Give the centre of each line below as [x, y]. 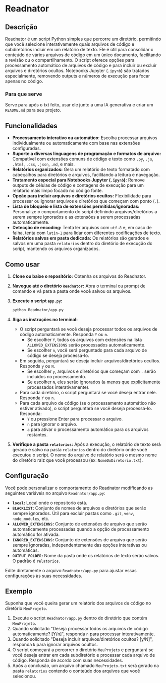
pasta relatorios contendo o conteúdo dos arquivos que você [76, 671]
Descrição [21, 27]
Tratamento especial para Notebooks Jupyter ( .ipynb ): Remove [79, 180]
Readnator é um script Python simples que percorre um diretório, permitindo [83, 39]
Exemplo [19, 591]
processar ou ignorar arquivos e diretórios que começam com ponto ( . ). [86, 201]
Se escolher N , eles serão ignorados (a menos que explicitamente [94, 382]
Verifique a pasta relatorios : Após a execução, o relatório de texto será [86, 444]
